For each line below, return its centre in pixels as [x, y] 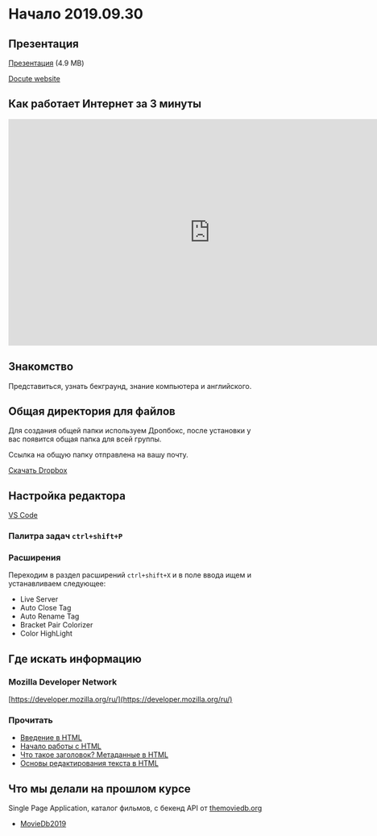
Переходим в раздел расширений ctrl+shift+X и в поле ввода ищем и [130, 575]
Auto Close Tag [46, 608]
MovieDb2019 [43, 824]
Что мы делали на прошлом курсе [99, 789]
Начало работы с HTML [61, 747]
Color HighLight [46, 634]
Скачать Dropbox [38, 470]
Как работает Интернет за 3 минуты [105, 104]
